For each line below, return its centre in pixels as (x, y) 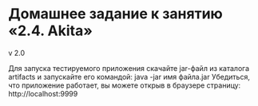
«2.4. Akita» (51, 31)
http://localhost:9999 (43, 93)
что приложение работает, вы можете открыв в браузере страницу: (125, 85)
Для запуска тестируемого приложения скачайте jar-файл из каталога (129, 68)
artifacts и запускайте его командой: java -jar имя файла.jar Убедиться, (129, 77)
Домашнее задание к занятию (116, 14)
